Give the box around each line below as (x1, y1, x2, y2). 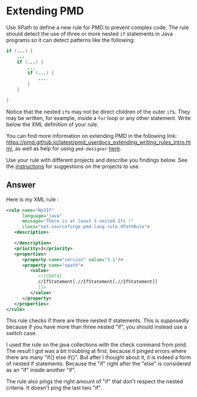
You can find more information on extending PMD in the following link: (6, 132, 177, 139)
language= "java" (21, 213, 62, 219)
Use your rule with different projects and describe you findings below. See (6, 156, 188, 163)
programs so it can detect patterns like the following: (6, 36, 135, 43)
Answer (6, 180, 36, 190)
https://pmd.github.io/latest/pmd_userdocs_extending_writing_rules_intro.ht (6, 138, 191, 146)
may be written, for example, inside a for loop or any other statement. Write (6, 114, 191, 121)
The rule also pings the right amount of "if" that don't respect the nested (6, 378, 183, 385)
